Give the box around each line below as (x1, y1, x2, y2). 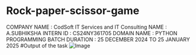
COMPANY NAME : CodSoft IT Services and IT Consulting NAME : (6, 23, 167, 30)
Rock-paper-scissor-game (6, 4, 140, 18)
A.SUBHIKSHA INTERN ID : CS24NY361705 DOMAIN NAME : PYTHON (6, 29, 178, 36)
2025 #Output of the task (6, 42, 68, 49)
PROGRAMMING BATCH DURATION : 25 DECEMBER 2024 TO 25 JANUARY (6, 36, 191, 43)
